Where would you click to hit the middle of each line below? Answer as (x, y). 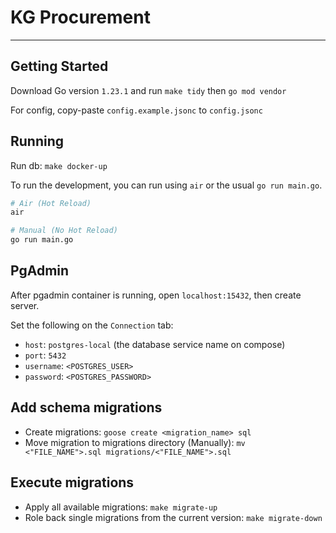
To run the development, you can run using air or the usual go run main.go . (166, 185)
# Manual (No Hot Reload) (64, 231)
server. (25, 305)
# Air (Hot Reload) (51, 203)
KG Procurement (80, 17)
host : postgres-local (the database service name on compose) (155, 344)
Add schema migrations (86, 407)
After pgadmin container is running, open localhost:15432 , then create (156, 295)
